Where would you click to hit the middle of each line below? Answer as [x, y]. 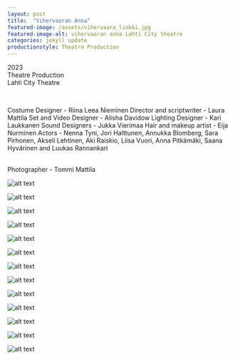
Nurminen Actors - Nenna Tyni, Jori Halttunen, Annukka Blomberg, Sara [113, 133]
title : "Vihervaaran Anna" [49, 21]
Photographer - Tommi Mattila [52, 169]
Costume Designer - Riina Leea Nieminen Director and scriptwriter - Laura [116, 110]
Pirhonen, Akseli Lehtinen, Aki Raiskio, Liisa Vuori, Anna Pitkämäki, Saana [115, 140]
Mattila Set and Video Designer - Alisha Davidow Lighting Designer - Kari [115, 118]
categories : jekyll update [47, 41]
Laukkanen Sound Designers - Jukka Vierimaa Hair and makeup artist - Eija [118, 125]
